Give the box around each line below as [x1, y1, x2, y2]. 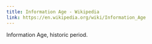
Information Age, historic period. [6, 31, 88, 38]
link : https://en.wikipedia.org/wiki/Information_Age [6, 14, 147, 20]
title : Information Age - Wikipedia [6, 8, 100, 15]
